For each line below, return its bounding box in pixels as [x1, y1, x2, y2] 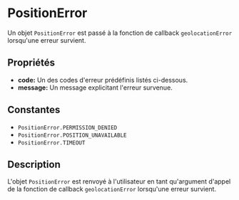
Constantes [7, 104, 61, 116]
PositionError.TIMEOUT [17, 139, 86, 147]
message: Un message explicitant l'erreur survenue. [17, 83, 173, 92]
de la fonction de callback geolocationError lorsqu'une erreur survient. [7, 185, 216, 194]
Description [7, 158, 61, 170]
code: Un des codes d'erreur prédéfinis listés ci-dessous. [17, 75, 188, 84]
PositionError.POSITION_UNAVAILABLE [17, 132, 127, 139]
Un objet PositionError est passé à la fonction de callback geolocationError [7, 28, 233, 37]
